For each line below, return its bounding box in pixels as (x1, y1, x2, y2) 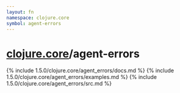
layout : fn (6, 9, 34, 15)
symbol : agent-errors (6, 20, 62, 26)
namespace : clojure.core (6, 15, 70, 21)
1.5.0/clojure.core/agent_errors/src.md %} (6, 80, 112, 87)
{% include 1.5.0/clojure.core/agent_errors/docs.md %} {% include (6, 67, 175, 74)
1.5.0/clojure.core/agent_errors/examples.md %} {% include (6, 73, 157, 81)
